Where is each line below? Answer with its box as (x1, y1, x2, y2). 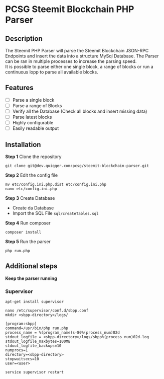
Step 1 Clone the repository (5, 154, 62, 160)
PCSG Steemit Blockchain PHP (5, 4, 134, 15)
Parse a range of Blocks (12, 102, 62, 109)
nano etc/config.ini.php (5, 186, 57, 191)
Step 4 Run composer (5, 220, 51, 226)
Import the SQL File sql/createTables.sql (12, 210, 99, 216)
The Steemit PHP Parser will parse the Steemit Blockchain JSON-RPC (5, 48, 149, 53)
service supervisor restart (5, 370, 64, 375)
